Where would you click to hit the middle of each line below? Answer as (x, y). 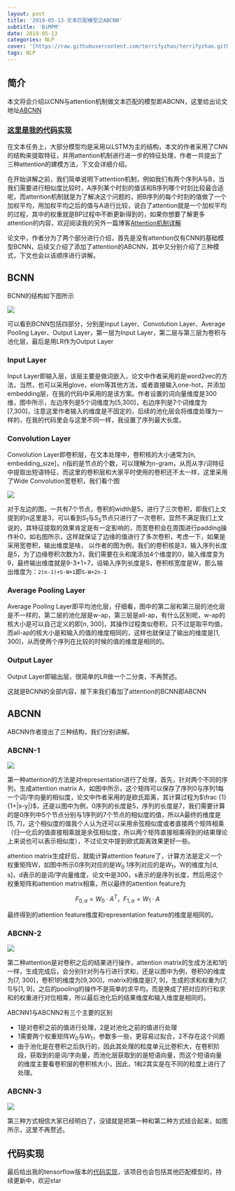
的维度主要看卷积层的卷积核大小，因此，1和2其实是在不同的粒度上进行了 (122, 1064)
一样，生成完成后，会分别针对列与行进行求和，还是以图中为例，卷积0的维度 (116, 971)
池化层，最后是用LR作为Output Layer (60, 341)
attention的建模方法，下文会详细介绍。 (75, 164)
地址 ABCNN (24, 110)
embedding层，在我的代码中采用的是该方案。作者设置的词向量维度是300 (112, 394)
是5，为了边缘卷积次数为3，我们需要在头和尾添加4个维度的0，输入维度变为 (116, 554)
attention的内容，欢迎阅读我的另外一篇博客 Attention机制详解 (94, 222)
